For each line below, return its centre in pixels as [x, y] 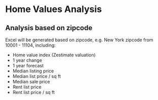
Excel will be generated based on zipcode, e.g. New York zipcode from [79, 40]
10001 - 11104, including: [30, 45]
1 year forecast [28, 66]
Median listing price [33, 71]
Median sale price [31, 82]
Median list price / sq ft [36, 76]
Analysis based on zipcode [49, 28]
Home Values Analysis [54, 9]
